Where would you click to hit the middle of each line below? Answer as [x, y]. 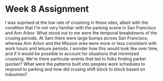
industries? [16, 74]
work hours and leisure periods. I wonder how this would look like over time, [82, 48]
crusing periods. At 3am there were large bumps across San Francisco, [77, 38]
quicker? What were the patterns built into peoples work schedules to [75, 64]
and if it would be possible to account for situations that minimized [72, 53]
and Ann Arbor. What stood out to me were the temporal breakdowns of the [81, 33]
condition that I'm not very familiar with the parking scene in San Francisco [81, 27]
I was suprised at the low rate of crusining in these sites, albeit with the [77, 22]
